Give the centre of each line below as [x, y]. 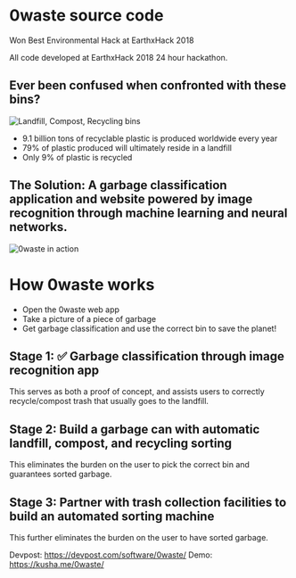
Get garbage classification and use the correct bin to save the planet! [149, 328]
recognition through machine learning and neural [148, 214]
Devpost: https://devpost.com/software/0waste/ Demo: [111, 555]
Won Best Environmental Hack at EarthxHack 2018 [102, 40]
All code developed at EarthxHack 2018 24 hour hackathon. [119, 57]
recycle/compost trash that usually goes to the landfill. [109, 401]
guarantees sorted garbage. [61, 475]
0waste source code [86, 16]
